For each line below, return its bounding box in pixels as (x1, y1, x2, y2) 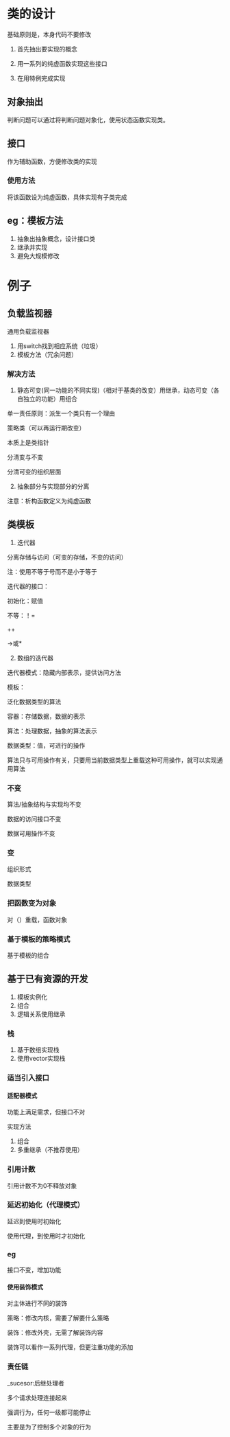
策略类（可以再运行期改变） (7, 424, 86, 432)
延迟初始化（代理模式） (7, 1200, 84, 1210)
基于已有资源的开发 (7, 973, 88, 985)
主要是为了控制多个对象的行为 (7, 1423, 91, 1431)
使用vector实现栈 (16, 1055, 66, 1063)
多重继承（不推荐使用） (16, 1146, 84, 1154)
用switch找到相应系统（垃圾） (16, 341, 102, 350)
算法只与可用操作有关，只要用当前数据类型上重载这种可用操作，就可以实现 (7, 756, 217, 764)
